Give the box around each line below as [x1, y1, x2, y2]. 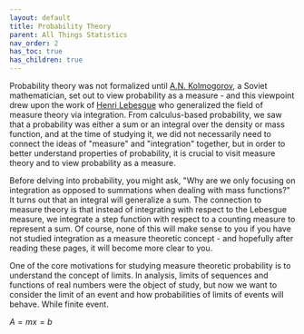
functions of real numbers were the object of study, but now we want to [9, 280, 278, 290]
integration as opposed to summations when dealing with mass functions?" [9, 185, 290, 195]
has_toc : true [9, 47, 64, 56]
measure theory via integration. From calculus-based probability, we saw [9, 110, 283, 120]
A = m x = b [9, 317, 53, 327]
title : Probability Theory [9, 22, 112, 31]
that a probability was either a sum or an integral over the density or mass [9, 119, 286, 130]
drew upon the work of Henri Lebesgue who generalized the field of [9, 100, 263, 110]
